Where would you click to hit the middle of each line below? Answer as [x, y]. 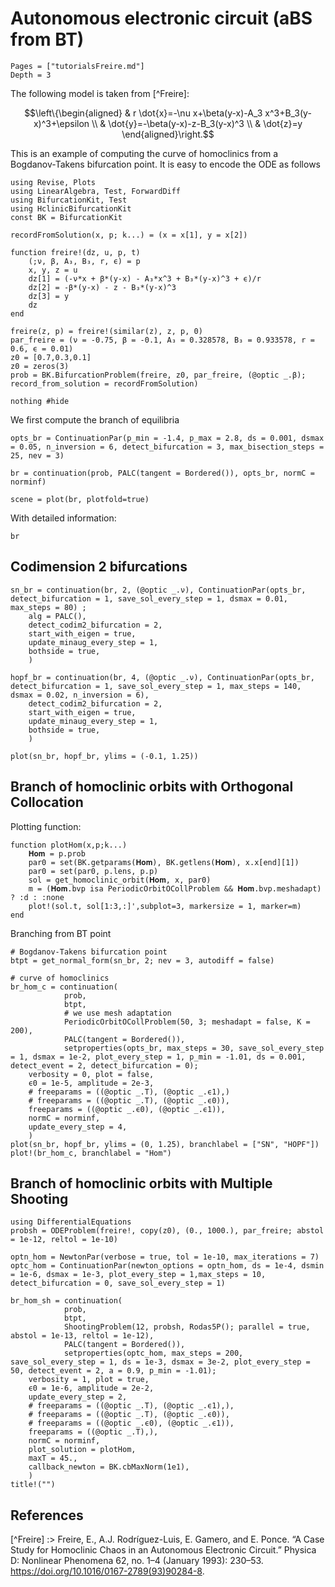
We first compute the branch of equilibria [95, 419]
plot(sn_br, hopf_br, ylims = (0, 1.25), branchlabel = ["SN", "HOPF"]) [165, 1144]
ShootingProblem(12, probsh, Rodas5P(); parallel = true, [187, 1327]
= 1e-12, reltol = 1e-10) [64, 1240]
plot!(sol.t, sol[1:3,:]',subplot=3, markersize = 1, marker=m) [165, 906]
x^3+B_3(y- [288, 113]
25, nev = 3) [37, 455]
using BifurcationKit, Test [69, 200]
